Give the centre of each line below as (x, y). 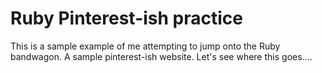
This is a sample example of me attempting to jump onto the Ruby (145, 46)
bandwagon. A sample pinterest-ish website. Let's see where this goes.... (161, 56)
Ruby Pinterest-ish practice (126, 18)
